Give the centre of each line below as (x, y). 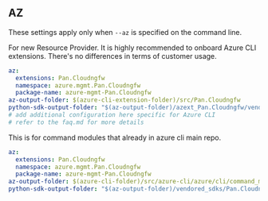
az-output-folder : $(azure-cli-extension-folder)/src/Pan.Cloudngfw (124, 100)
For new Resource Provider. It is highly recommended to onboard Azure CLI (132, 48)
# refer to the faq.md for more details (77, 122)
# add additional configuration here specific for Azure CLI (112, 115)
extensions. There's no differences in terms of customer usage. (112, 56)
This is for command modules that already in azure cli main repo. (115, 137)
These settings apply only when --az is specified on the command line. (125, 32)
